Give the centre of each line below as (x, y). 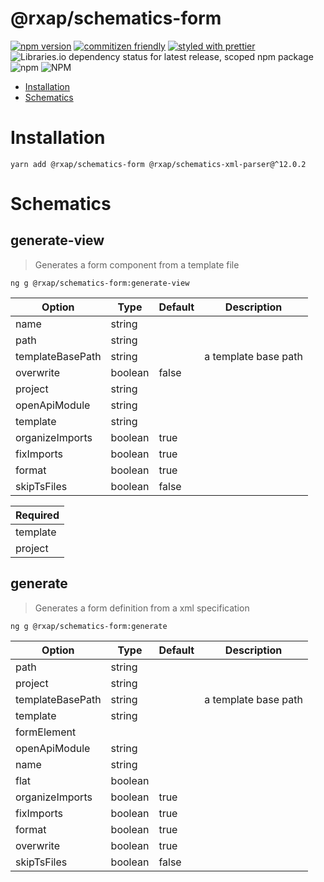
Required (37, 515)
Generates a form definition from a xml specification (142, 608)
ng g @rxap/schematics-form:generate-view (100, 283)
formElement (46, 732)
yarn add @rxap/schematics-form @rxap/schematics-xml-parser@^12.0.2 (158, 164)
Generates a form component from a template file (137, 264)
